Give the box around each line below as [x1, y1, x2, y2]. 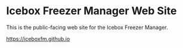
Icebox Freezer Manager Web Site [6, 4, 177, 18]
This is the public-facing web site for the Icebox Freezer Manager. [6, 24, 168, 31]
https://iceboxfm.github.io [6, 35, 70, 42]
